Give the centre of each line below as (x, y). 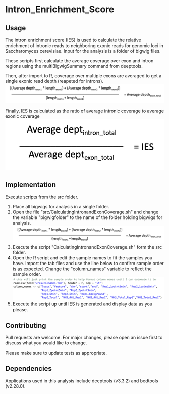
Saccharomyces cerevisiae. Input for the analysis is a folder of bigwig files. (83, 51)
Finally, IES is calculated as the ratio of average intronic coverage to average (85, 111)
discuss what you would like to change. (46, 343)
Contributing (26, 325)
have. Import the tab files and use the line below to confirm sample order (88, 263)
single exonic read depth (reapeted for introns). (54, 81)
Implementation (31, 185)
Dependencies (29, 368)
